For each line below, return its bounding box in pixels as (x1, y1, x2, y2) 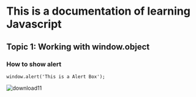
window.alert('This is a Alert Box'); (6, 73, 105, 80)
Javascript (6, 17, 62, 31)
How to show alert (6, 60, 62, 68)
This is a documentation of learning (6, 4, 191, 18)
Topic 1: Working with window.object (6, 41, 150, 52)
